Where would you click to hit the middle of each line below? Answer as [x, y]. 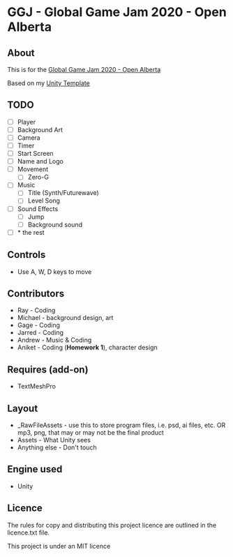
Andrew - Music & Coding [54, 340]
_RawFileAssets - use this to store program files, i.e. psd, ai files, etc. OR [121, 425]
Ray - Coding [36, 310]
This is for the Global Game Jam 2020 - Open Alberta [84, 70]
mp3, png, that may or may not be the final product [90, 433]
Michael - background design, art [65, 318]
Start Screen [35, 154]
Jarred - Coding [40, 333]
